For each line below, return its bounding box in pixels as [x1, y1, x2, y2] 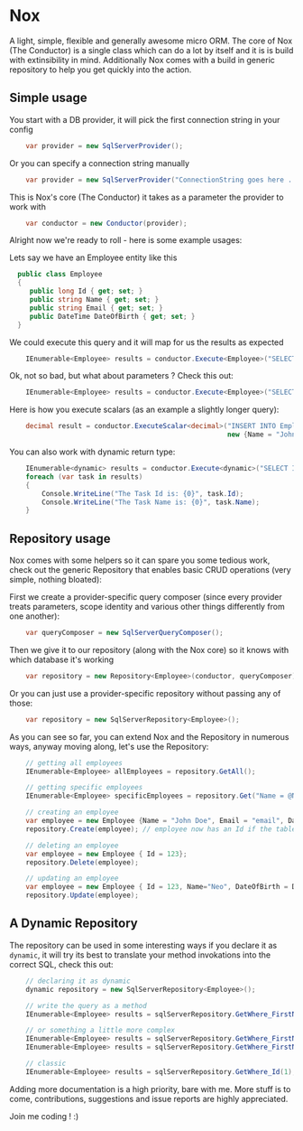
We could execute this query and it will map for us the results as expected [9, 336, 284, 348]
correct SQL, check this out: [9, 958, 115, 969]
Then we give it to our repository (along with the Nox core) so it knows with [9, 644, 289, 655]
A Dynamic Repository [9, 916, 138, 931]
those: [9, 697, 33, 708]
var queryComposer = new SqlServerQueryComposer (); [25, 629, 224, 638]
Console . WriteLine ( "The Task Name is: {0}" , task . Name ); [41, 498, 260, 507]
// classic [25, 1059, 67, 1068]
